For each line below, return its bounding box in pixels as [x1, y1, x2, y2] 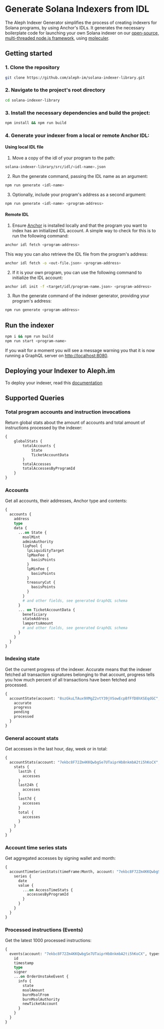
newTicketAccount [22, 1001, 58, 1007]
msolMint [22, 534, 41, 540]
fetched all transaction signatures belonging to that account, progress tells [5, 671, 155, 678]
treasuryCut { [26, 580, 56, 585]
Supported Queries [5, 394, 64, 402]
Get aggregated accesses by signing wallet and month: [5, 855, 116, 861]
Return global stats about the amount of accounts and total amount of [5, 419, 145, 426]
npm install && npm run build [5, 120, 67, 125]
